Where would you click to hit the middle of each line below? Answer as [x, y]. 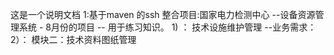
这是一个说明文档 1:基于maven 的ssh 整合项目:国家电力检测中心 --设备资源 [163, 14]
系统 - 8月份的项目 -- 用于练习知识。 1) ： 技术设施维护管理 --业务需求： [167, 27]
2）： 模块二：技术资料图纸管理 [73, 39]
